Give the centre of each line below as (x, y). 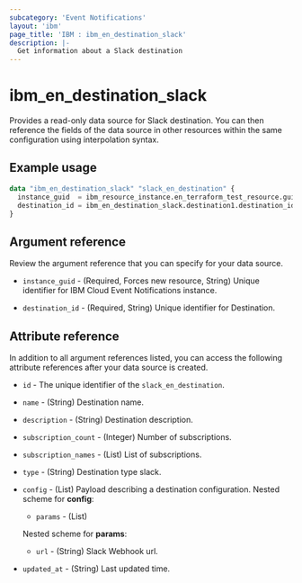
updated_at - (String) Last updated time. (96, 569)
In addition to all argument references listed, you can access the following (146, 358)
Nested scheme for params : (75, 534)
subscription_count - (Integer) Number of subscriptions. (127, 437)
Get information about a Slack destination (100, 51)
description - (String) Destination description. (107, 420)
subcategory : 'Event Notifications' (78, 18)
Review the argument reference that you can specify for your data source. (147, 264)
